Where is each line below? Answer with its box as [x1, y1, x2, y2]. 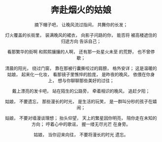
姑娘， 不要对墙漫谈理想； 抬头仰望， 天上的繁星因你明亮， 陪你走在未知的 [5, 115, 157, 121]
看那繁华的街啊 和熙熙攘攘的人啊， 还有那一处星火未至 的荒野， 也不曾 [7, 49, 151, 55]
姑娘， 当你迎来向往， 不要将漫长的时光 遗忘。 [34, 131, 128, 138]
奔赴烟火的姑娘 [50, 4, 112, 16]
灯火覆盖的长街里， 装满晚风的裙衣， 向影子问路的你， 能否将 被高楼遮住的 [5, 32, 157, 38]
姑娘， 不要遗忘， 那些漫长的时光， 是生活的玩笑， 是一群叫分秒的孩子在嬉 [5, 98, 157, 104]
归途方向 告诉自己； [61, 38, 101, 44]
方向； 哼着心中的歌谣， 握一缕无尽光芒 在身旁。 [32, 121, 130, 127]
